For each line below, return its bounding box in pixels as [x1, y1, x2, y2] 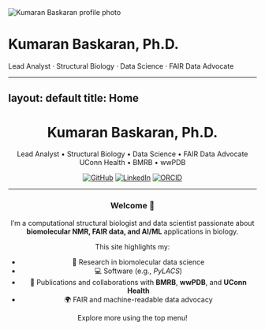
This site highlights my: [95, 242, 170, 251]
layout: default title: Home [8, 92, 140, 105]
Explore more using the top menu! [77, 313, 188, 322]
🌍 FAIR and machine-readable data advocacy [64, 294, 213, 304]
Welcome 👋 [110, 201, 155, 212]
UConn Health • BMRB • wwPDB [79, 158, 186, 167]
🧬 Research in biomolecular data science [72, 257, 205, 267]
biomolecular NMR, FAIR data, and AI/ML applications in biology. [26, 227, 239, 236]
